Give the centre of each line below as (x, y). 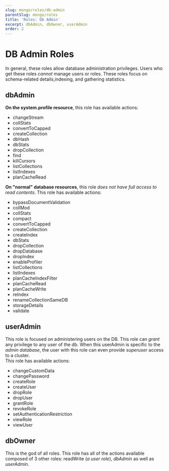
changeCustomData (34, 370)
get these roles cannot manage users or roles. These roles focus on (76, 74)
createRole (24, 381)
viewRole (22, 419)
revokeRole (24, 408)
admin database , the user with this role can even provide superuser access (84, 350)
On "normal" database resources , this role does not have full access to (81, 187)
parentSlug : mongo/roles (32, 15)
